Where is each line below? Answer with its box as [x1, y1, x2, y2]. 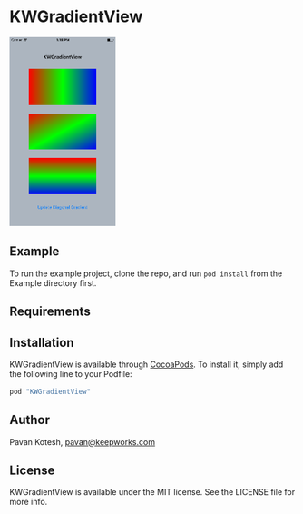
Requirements [9, 304, 91, 320]
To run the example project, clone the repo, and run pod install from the [9, 268, 283, 279]
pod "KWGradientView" [9, 387, 92, 396]
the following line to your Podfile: [9, 368, 133, 379]
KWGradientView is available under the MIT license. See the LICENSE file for [9, 487, 296, 498]
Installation [9, 334, 74, 351]
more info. [9, 497, 48, 508]
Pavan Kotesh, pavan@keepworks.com [9, 436, 156, 447]
